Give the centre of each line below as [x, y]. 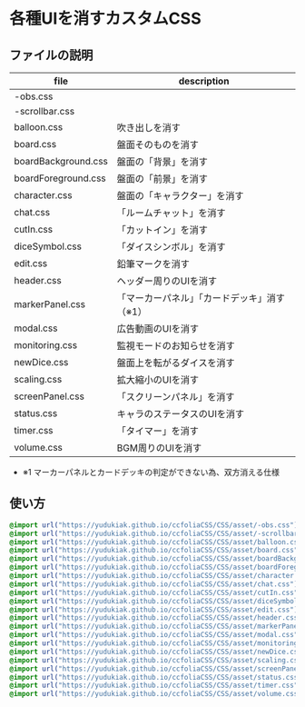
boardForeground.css [60, 178]
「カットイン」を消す [162, 230]
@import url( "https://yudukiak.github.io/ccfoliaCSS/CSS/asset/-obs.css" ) [154, 525]
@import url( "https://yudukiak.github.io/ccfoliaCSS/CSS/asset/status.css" [156, 677]
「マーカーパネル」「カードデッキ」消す [201, 298]
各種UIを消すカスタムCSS [105, 19]
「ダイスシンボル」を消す [171, 247]
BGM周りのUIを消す [159, 448]
